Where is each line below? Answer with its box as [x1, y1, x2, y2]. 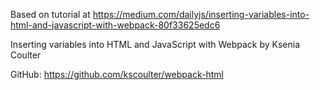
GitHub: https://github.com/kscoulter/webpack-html [10, 69, 224, 80]
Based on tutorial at [10, 9, 91, 20]
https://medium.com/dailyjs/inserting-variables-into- [92, 9, 310, 20]
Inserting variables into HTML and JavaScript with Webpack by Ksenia [10, 39, 301, 50]
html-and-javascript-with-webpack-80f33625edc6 [10, 19, 221, 31]
